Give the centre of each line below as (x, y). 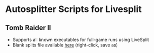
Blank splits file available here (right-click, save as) (65, 45)
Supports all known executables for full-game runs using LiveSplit (81, 39)
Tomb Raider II (28, 28)
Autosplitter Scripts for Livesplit (73, 9)
